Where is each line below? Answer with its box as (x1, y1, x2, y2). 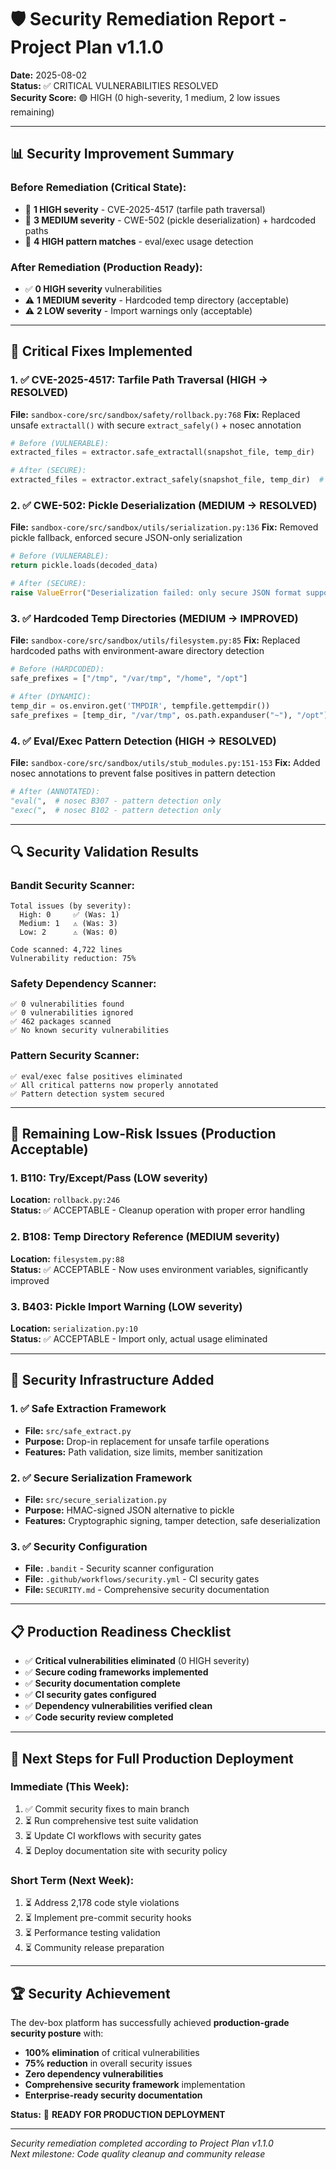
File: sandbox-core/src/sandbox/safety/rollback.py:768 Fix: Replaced (10, 408, 301, 420)
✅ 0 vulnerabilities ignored (10, 1008, 134, 1018)
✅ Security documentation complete (24, 1677, 181, 1690)
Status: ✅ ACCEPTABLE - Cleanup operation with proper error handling (10, 1204, 306, 1216)
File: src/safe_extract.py (24, 1424, 132, 1436)
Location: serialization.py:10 (10, 1322, 138, 1335)
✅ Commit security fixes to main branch (24, 1802, 190, 1815)
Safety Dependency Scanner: (10, 977, 157, 991)
